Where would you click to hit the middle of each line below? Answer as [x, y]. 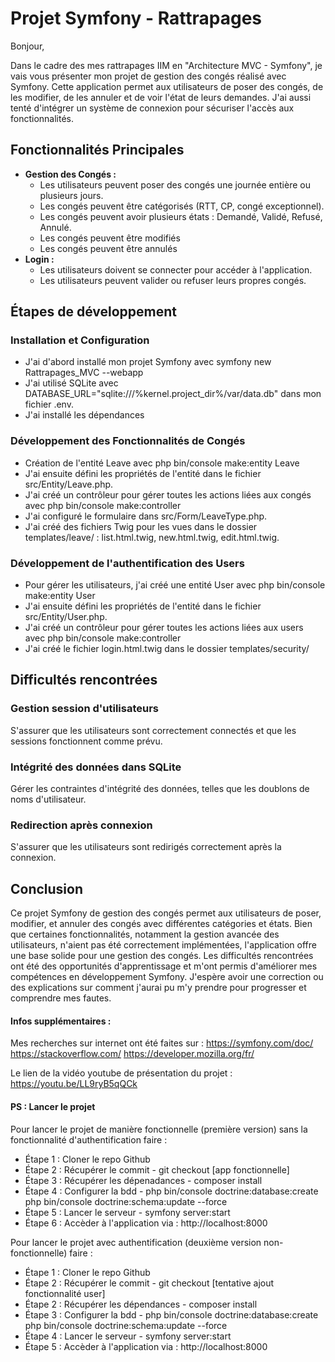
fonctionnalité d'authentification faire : [89, 1139]
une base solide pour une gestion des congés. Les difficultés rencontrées [162, 956]
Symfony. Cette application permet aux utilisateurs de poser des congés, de [167, 86]
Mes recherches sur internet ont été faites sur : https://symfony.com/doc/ [162, 1043]
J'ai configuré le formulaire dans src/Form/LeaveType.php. [146, 516]
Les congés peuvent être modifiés [110, 238]
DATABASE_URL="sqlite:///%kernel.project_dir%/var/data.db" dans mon [173, 394]
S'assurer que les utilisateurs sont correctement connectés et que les [153, 730]
